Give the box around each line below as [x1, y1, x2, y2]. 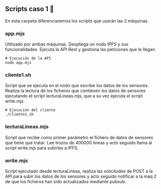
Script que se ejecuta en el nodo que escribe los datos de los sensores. [5, 83, 149, 89]
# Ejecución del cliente [5, 108, 56, 113]
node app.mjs [5, 60, 32, 65]
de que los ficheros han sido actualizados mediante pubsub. [5, 179, 126, 184]
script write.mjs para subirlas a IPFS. [5, 145, 79, 151]
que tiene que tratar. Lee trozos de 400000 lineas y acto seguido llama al [5, 140, 152, 145]
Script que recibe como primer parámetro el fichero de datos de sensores [5, 134, 154, 140]
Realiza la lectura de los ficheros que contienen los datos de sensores [5, 88, 146, 94]
